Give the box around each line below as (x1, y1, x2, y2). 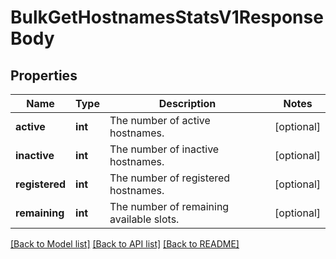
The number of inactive (109, 142, 220, 156)
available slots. (109, 212, 180, 226)
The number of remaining (109, 200, 230, 213)
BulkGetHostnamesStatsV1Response (10, 6, 324, 29)
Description (158, 97, 217, 110)
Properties (10, 67, 78, 84)
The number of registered (109, 171, 231, 185)
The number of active (109, 114, 211, 127)
